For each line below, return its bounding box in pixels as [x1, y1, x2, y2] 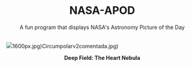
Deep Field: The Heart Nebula [64, 54, 141, 61]
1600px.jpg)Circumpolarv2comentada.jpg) [12, 42, 119, 49]
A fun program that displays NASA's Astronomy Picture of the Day [19, 24, 185, 31]
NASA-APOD [69, 4, 136, 18]
